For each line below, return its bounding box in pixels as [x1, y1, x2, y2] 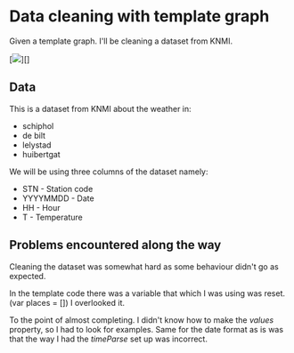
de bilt [21, 130, 46, 140]
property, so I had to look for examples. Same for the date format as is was [9, 324, 283, 334]
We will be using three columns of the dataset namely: [9, 166, 208, 177]
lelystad [21, 140, 52, 150]
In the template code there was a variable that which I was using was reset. [9, 287, 285, 299]
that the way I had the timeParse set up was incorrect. [9, 333, 208, 344]
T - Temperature [21, 212, 83, 222]
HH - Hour [21, 202, 61, 213]
